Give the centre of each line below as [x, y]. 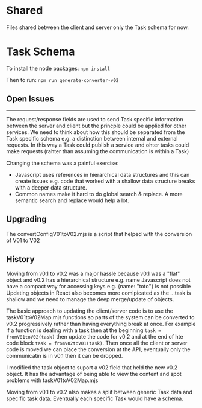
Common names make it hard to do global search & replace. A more [99, 194]
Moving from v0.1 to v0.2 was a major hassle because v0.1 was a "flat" [93, 274]
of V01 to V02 [23, 240]
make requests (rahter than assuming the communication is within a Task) [98, 151]
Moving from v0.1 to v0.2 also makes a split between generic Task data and [99, 392]
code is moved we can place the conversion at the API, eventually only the [98, 349]
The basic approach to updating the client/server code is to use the [90, 311]
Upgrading [26, 219]
